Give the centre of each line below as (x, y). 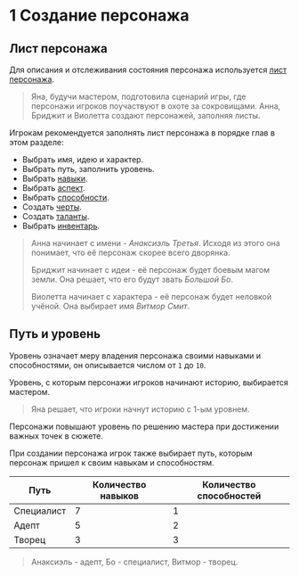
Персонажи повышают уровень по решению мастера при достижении (144, 426)
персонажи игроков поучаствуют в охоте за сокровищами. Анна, (156, 106)
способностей (229, 496)
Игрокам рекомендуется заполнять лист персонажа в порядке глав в (142, 133)
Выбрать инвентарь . (61, 226)
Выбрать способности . (65, 197)
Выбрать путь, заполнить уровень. (88, 169)
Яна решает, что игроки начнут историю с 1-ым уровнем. (141, 409)
